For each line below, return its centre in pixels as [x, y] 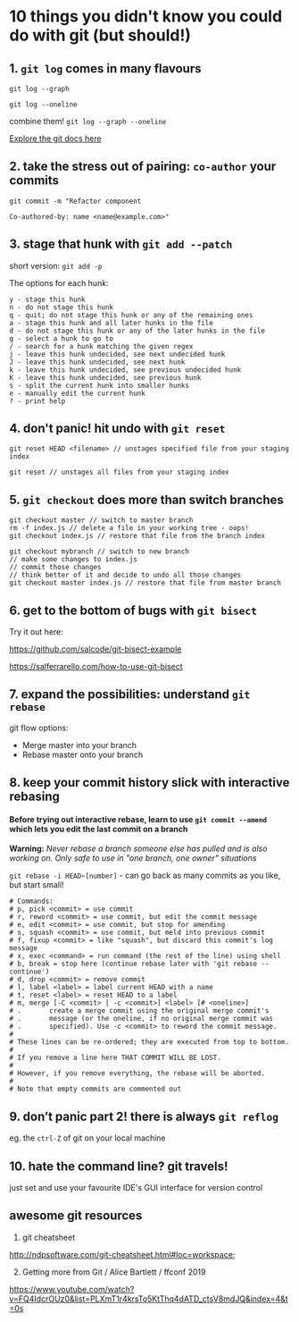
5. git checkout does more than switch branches [146, 499]
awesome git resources [76, 1216]
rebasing [34, 797]
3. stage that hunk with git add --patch [121, 244]
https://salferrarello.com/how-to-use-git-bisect [96, 667]
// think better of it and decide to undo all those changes [125, 575]
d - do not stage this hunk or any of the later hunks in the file [137, 331]
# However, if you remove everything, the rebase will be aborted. [137, 1074]
